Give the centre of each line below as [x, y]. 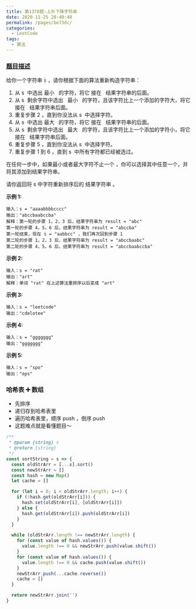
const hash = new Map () [40, 476]
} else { [27, 508]
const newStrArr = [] [38, 470]
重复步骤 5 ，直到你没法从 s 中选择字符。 [65, 145]
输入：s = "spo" [25, 368]
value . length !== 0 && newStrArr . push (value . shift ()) [89, 546]
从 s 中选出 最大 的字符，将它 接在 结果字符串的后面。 [83, 122]
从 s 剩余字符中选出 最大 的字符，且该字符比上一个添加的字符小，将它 [102, 130]
